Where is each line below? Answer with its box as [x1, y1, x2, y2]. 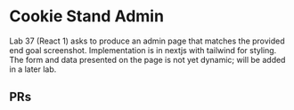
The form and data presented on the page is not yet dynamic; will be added [9, 54, 286, 65]
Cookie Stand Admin [9, 6, 165, 27]
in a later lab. [9, 64, 57, 75]
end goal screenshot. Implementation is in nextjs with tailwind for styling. [9, 44, 277, 55]
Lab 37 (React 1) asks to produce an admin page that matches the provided [9, 35, 285, 46]
